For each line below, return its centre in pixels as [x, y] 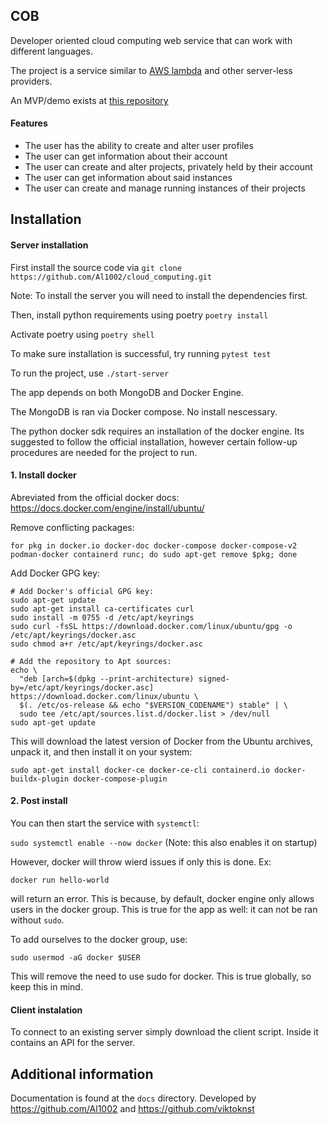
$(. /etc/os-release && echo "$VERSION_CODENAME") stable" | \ [153, 705]
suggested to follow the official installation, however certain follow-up [154, 441]
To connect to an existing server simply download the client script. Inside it [164, 1032]
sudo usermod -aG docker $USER [75, 958]
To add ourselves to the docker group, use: [99, 940]
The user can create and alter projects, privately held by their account [168, 167]
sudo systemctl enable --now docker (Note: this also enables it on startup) [164, 843]
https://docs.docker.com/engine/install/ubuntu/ [107, 508]
